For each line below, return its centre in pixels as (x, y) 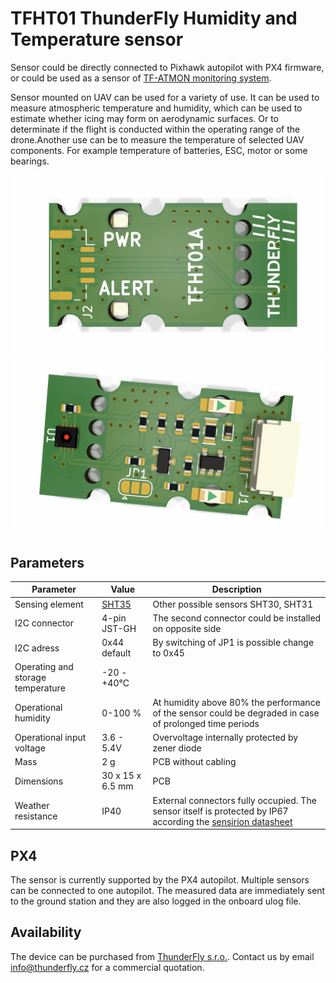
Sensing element (49, 604)
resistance (36, 816)
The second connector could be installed (237, 618)
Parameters (47, 562)
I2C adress (37, 648)
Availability (46, 932)
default (116, 653)
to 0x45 (168, 653)
